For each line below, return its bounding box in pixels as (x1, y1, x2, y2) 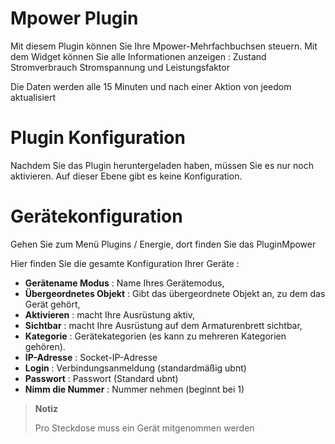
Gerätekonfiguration (10, 205, 183, 228)
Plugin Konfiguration (10, 127, 186, 149)
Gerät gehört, (24, 298, 81, 310)
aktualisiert (10, 91, 57, 103)
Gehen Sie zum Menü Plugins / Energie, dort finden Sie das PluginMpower (10, 238, 317, 250)
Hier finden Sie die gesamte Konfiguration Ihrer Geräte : (10, 257, 240, 269)
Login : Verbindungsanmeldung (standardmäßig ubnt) (24, 362, 247, 374)
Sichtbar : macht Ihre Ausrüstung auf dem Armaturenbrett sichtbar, (24, 319, 303, 331)
